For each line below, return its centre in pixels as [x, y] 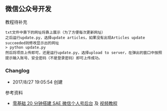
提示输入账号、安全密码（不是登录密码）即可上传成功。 [54, 58]
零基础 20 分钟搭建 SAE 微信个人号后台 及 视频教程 [65, 103]
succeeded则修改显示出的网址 [32, 43]
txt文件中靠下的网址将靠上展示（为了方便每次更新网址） [55, 32]
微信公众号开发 [28, 9]
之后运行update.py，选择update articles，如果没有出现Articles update [75, 37]
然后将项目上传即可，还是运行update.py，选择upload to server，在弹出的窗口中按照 [84, 52]
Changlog [18, 70]
